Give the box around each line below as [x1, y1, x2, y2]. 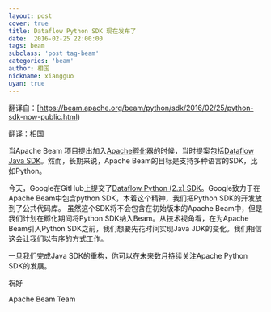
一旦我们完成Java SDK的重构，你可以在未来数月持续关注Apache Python [8, 251, 248, 260]
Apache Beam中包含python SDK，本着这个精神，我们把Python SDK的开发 [8, 193, 256, 203]
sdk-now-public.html [8, 112, 78, 121]
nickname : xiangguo [8, 72, 74, 80]
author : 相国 [8, 65, 50, 73]
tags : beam [8, 42, 45, 50]
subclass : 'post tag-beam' [8, 49, 100, 57]
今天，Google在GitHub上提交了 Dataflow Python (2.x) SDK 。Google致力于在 [8, 183, 261, 192]
